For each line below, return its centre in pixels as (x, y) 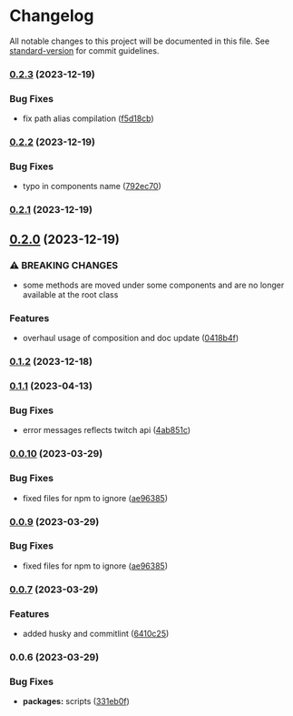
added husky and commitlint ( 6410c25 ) (96, 634)
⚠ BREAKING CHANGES (64, 265)
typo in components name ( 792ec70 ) (92, 187)
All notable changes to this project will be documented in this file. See (140, 41)
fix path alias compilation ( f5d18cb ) (88, 118)
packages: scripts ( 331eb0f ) (76, 701)
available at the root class (70, 294)
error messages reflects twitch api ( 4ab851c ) (107, 430)
